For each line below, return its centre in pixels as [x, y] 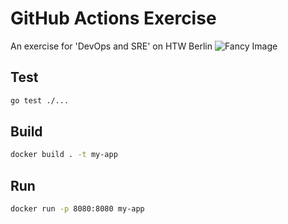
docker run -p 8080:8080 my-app [77, 209]
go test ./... [40, 100]
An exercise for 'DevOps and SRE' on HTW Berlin [111, 46]
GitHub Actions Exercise [113, 18]
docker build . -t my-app [64, 155]
